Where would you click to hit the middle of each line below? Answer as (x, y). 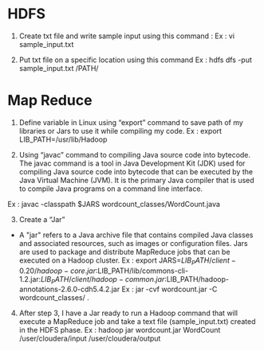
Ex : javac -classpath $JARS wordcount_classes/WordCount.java (114, 204)
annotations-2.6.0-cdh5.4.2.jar (69, 289)
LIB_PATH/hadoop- (197, 279)
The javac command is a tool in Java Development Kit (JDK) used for (132, 163)
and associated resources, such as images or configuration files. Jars (133, 243)
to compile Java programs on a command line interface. (111, 189)
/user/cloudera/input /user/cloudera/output (90, 338)
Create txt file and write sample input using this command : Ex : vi (127, 36)
